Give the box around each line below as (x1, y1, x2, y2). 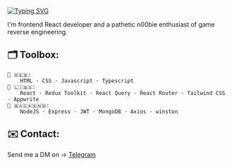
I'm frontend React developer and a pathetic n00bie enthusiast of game (7, 20, 215, 28)
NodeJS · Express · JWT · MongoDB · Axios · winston (20, 108, 178, 115)
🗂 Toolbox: (7, 49, 59, 61)
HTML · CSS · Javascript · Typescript (20, 77, 134, 84)
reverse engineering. (7, 28, 68, 36)
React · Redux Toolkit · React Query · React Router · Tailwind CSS (20, 89, 226, 96)
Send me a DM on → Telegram (7, 150, 97, 158)
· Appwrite (7, 96, 39, 103)
